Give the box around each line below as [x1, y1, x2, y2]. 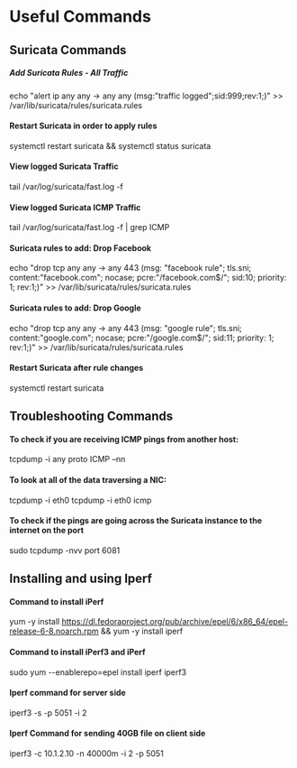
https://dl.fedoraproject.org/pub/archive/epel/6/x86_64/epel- [61, 616, 289, 627]
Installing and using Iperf [9, 571, 153, 587]
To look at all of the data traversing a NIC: [9, 474, 167, 485]
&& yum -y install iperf [100, 625, 184, 637]
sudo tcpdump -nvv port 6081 [9, 544, 121, 556]
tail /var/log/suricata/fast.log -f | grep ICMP [9, 222, 170, 233]
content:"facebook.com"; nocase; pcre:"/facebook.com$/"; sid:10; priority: [9, 273, 287, 283]
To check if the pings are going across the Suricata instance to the [9, 515, 263, 526]
